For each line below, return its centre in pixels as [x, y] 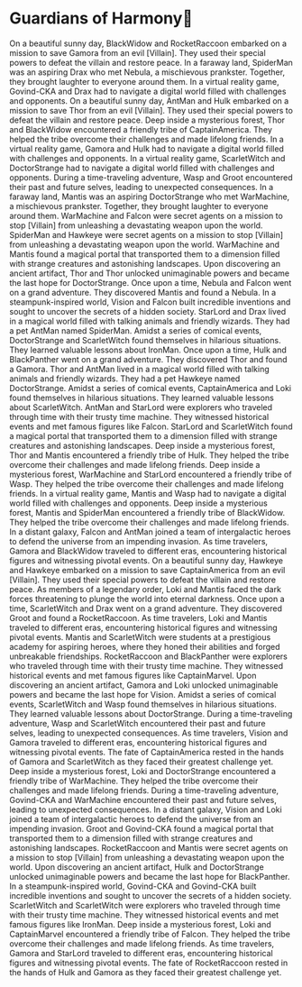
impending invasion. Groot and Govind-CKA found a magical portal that [142, 828]
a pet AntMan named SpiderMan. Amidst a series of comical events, [136, 330]
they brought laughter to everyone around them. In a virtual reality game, [144, 81]
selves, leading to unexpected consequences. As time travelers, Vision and [149, 733]
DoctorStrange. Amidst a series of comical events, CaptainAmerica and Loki [151, 388]
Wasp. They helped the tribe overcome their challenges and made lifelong [146, 484]
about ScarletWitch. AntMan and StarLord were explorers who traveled [141, 407]
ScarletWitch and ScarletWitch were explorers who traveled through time [145, 905]
